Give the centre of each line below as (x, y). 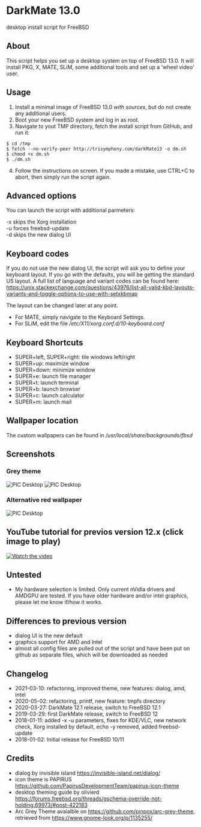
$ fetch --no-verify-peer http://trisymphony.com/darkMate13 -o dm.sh (96, 149)
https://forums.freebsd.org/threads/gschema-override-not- (88, 798)
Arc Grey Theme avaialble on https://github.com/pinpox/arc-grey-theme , (105, 811)
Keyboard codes (37, 254)
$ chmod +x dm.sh (28, 154)
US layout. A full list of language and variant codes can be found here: (93, 281)
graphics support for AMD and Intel (58, 642)
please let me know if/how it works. (59, 602)
